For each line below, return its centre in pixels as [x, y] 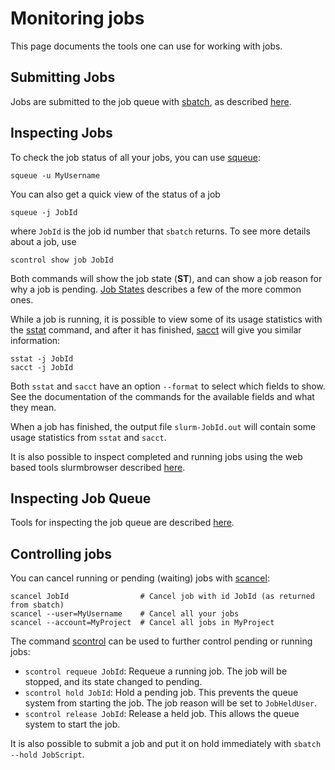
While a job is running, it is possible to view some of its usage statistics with [166, 319]
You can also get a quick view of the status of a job [115, 194]
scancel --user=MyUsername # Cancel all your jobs [125, 614]
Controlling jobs [61, 553]
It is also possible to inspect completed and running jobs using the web [156, 456]
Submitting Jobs [63, 77]
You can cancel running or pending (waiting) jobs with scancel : [140, 578]
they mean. [33, 407]
